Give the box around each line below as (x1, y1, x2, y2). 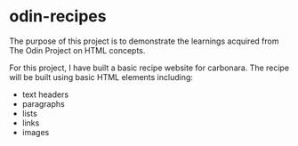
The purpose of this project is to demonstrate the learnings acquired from (9, 36, 279, 46)
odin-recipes (9, 6, 107, 27)
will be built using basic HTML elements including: (9, 71, 194, 82)
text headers (21, 89, 69, 100)
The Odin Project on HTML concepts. (9, 45, 146, 55)
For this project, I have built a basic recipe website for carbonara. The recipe (9, 62, 290, 73)
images (21, 126, 50, 137)
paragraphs (21, 98, 65, 109)
